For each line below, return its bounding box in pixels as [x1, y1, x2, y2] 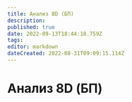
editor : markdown [7, 43, 59, 50]
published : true [7, 23, 55, 30]
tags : [7, 37, 23, 44]
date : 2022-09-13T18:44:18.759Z [7, 30, 102, 38]
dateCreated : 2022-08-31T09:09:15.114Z [7, 50, 125, 57]
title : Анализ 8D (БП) [7, 10, 74, 18]
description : [7, 17, 46, 24]
